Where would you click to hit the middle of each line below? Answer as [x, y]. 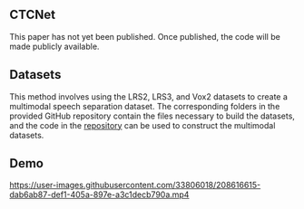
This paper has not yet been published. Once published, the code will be [145, 36]
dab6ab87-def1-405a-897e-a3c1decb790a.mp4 [99, 195]
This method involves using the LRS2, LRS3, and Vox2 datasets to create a [149, 96]
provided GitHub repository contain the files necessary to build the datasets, [152, 116]
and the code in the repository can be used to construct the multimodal [142, 125]
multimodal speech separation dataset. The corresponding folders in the [145, 106]
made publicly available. [54, 46]
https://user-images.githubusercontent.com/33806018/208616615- [135, 185]
